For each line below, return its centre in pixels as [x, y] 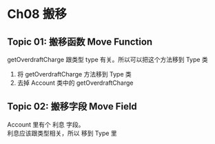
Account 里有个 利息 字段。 [46, 124]
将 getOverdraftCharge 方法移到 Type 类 [74, 74]
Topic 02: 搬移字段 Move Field [72, 106]
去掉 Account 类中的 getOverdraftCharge [75, 83]
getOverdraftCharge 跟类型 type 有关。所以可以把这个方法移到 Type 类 [107, 60]
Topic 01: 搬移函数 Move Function [80, 42]
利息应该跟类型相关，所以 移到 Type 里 [62, 133]
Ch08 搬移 [37, 14]
